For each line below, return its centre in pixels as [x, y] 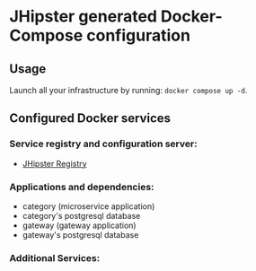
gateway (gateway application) [79, 225]
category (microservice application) [88, 206]
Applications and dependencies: [82, 187]
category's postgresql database [81, 215]
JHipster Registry [54, 163]
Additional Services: [55, 258]
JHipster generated [83, 17]
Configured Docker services [90, 118]
